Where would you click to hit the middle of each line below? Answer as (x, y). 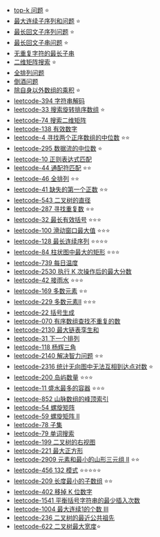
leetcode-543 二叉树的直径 (52, 200)
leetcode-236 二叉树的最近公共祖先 (64, 518)
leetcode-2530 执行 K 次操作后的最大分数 (73, 271)
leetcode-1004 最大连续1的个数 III (61, 509)
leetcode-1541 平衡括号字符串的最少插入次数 (77, 500)
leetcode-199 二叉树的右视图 (54, 442)
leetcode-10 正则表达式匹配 (52, 159)
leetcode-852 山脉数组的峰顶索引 (61, 399)
